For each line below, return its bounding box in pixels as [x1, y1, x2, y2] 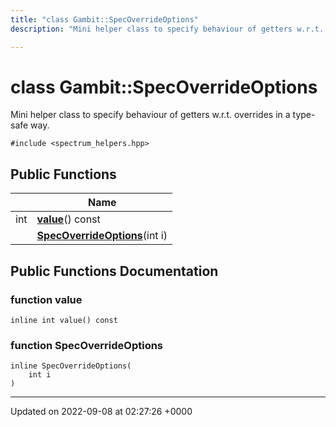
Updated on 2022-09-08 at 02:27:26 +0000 [10, 406, 193, 418]
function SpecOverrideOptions [10, 338, 164, 352]
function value [10, 292, 83, 306]
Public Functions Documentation [10, 262, 219, 280]
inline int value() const [10, 315, 118, 325]
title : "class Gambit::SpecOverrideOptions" [10, 14, 199, 25]
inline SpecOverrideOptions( [10, 361, 132, 371]
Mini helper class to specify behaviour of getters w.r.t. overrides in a [10, 109, 291, 121]
